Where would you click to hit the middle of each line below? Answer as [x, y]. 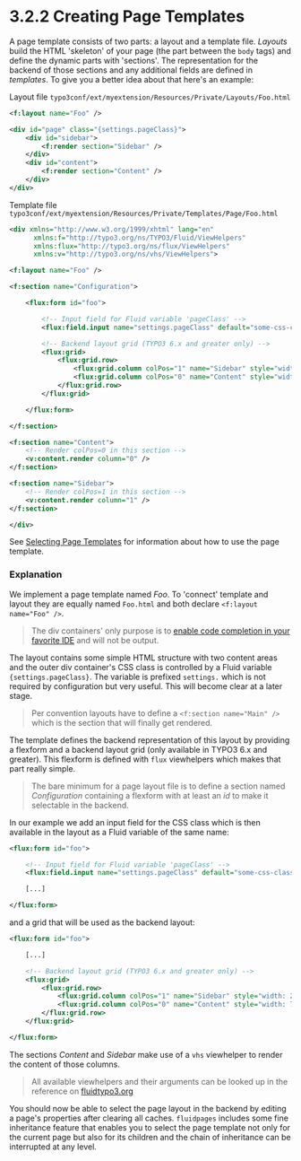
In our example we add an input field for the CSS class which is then [135, 822]
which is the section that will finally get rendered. [122, 722]
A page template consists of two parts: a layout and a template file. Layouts [149, 41]
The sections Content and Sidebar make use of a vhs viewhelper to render [146, 1054]
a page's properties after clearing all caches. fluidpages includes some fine [149, 1118]
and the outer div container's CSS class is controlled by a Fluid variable [141, 667]
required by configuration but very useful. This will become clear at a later [146, 686]
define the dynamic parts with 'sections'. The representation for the [133, 60]
